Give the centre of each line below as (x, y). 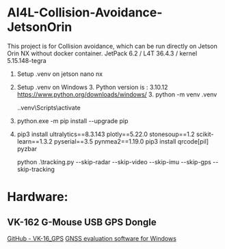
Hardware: (38, 197)
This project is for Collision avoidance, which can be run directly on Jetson (112, 46)
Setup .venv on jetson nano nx (60, 74)
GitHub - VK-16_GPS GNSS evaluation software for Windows (92, 238)
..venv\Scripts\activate (49, 107)
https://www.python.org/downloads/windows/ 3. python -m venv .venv (117, 94)
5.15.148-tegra (27, 60)
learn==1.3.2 (35, 141)
